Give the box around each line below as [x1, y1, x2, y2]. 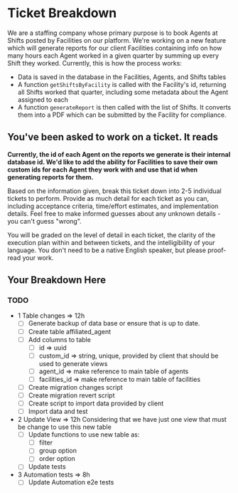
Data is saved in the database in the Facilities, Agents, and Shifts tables [17, 73, 227, 81]
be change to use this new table [17, 422, 112, 432]
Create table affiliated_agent [28, 327, 112, 336]
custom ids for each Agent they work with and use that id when [7, 165, 198, 174]
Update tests [28, 462, 66, 471]
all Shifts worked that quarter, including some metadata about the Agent [17, 88, 229, 96]
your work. [22, 253, 54, 261]
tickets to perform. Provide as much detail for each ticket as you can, [7, 194, 210, 202]
